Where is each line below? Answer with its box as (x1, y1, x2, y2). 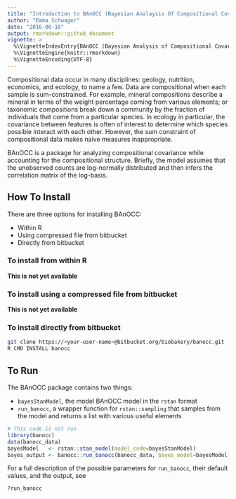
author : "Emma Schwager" (7, 17, 80, 24)
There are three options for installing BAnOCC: (7, 210, 142, 218)
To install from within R (7, 255, 88, 265)
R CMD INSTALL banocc (7, 345, 71, 352)
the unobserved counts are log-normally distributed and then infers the (7, 163, 214, 172)
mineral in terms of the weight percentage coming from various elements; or (7, 98, 228, 106)
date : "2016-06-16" (7, 23, 65, 30)
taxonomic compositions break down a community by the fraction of (7, 105, 205, 113)
